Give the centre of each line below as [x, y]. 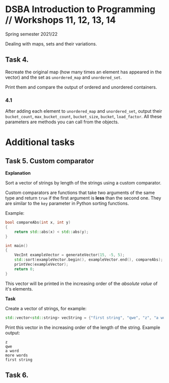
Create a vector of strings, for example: [46, 308]
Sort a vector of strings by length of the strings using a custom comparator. [83, 183]
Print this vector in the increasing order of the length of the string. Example [83, 327]
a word [12, 351]
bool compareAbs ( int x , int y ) [38, 223]
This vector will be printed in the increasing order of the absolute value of [81, 283]
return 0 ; [25, 269]
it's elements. [19, 289]
